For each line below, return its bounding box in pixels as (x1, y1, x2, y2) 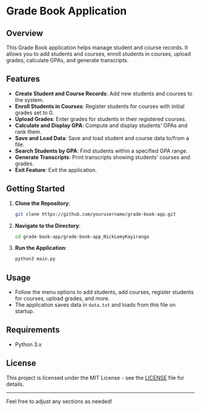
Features (6, 74, 40, 84)
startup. (14, 307, 35, 315)
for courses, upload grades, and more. (14, 295, 110, 302)
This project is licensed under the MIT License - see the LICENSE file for (6, 374, 184, 381)
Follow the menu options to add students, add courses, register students (14, 289, 194, 296)
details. (6, 380, 25, 388)
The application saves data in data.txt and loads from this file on (14, 301, 176, 309)
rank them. (14, 128, 42, 135)
